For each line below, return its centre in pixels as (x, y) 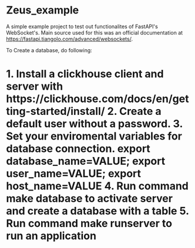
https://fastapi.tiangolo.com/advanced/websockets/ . (70, 39)
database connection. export (78, 149)
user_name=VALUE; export (74, 174)
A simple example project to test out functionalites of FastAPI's (82, 26)
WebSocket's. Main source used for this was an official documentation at (95, 32)
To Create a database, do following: (49, 50)
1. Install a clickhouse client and (85, 74)
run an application (51, 236)
